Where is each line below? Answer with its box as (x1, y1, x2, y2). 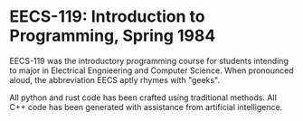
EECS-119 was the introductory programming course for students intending (9, 55, 289, 66)
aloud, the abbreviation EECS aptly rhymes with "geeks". (9, 74, 220, 85)
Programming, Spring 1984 (9, 25, 216, 46)
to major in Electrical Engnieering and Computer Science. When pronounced (9, 65, 294, 76)
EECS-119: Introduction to (9, 6, 205, 27)
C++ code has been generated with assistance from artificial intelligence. (9, 101, 283, 112)
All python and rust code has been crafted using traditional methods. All (9, 92, 278, 103)
